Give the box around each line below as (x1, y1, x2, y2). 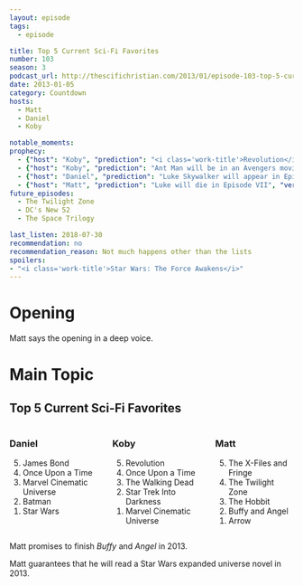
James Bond (22, 458, 69, 468)
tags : (9, 22, 30, 31)
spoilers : (9, 255, 47, 265)
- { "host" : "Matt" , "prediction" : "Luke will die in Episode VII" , (17, 180, 277, 190)
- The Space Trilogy (17, 214, 95, 223)
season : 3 (9, 63, 47, 72)
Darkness (125, 496, 161, 507)
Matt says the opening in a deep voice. (9, 333, 153, 344)
